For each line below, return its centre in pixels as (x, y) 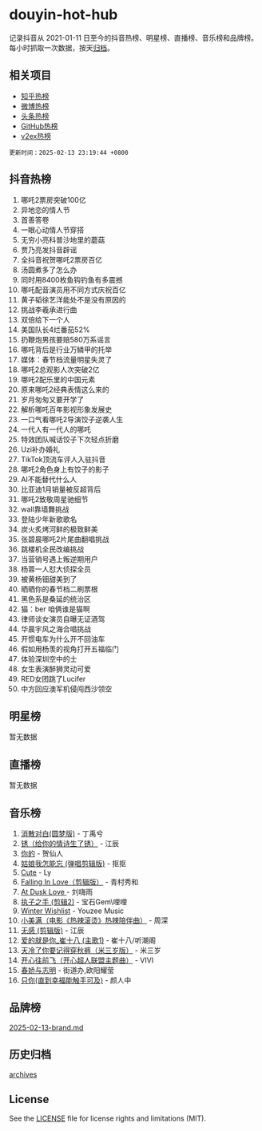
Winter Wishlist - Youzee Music (72, 911)
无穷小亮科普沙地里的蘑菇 (63, 239)
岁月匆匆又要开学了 (52, 399)
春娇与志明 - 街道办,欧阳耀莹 (67, 970)
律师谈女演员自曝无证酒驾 (63, 619)
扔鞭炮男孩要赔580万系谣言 (65, 339)
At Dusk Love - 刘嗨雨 (57, 892)
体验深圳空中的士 (49, 658)
